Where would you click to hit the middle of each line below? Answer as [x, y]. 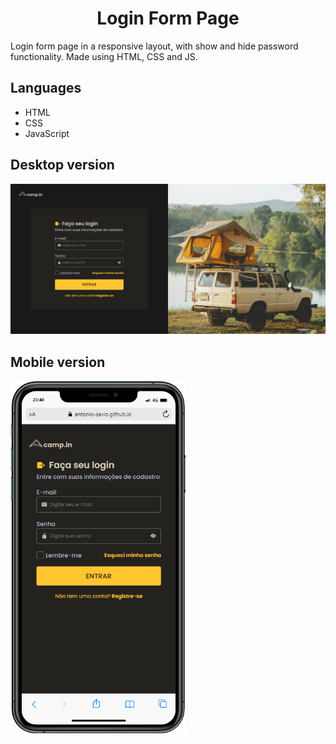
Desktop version [62, 165]
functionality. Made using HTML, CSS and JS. [104, 56]
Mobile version [58, 362]
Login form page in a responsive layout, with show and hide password [154, 46]
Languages [46, 88]
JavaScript [47, 133]
